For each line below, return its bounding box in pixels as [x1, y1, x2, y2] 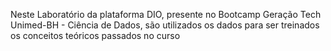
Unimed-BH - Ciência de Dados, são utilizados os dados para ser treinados [10, 19, 320, 31]
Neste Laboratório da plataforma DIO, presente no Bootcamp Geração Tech [10, 9, 322, 20]
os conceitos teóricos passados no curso [10, 30, 181, 41]
